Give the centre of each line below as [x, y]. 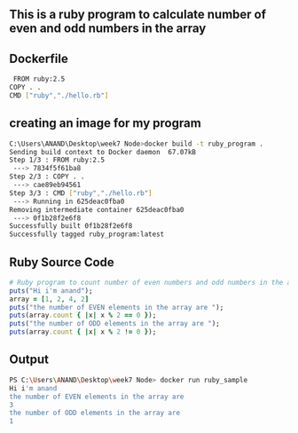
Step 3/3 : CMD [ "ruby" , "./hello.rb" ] [81, 193]
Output [29, 360]
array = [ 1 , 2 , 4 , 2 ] [49, 299]
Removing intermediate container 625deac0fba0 [97, 209]
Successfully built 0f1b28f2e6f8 [71, 226]
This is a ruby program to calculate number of [138, 15]
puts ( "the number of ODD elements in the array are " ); [114, 324]
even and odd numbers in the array [108, 29]
